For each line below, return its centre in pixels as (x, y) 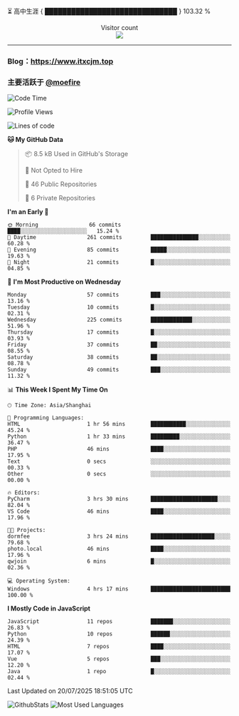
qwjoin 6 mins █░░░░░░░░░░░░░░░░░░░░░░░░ (119, 562)
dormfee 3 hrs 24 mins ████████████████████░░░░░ (119, 537)
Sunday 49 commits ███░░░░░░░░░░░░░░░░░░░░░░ (119, 370)
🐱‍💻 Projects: (27, 531)
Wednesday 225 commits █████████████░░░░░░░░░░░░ (119, 320)
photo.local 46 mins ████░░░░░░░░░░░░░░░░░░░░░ (119, 549)
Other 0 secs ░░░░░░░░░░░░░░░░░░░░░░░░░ (119, 474)
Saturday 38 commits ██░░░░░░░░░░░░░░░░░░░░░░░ (119, 357)
